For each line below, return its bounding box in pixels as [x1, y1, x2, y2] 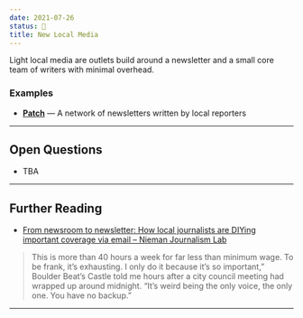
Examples [9, 87, 54, 99]
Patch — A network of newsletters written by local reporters [22, 108, 246, 118]
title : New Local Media [9, 30, 99, 39]
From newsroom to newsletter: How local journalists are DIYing [22, 225, 257, 236]
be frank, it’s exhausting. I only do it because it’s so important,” [31, 261, 265, 272]
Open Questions [9, 142, 103, 158]
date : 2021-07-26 [9, 13, 75, 23]
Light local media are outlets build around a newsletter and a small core [9, 55, 275, 66]
